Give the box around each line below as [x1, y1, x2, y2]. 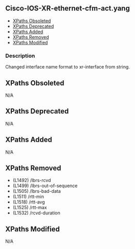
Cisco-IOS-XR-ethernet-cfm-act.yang [5, 4, 130, 13]
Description [5, 52, 35, 59]
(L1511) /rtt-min [12, 194, 44, 200]
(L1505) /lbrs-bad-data [12, 188, 61, 194]
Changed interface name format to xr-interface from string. [5, 64, 130, 70]
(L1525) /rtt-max [12, 205, 47, 211]
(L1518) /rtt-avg [12, 199, 45, 205]
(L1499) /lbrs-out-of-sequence [12, 183, 78, 189]
